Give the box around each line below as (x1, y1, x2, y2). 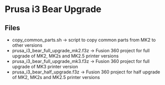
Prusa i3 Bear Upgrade (5, 4, 102, 15)
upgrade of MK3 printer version (12, 64, 78, 69)
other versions (12, 42, 43, 48)
